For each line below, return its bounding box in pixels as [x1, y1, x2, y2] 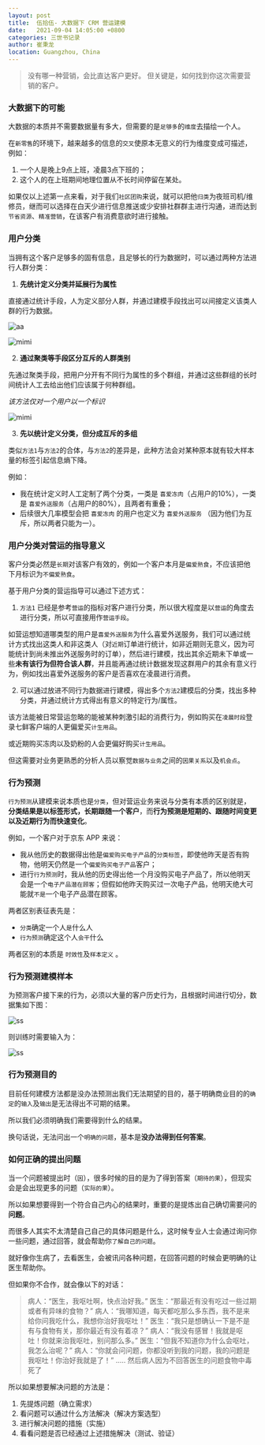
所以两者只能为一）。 [33, 518, 100, 528]
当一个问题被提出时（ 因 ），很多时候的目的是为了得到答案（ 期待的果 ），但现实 [8, 1173, 252, 1183]
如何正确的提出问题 [8, 1153, 81, 1164]
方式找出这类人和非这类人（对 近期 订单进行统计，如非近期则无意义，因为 [14, 639, 248, 648]
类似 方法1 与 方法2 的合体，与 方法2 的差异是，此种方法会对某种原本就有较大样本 [8, 445, 255, 454]
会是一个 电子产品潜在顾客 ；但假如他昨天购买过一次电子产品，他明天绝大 [19, 879, 247, 889]
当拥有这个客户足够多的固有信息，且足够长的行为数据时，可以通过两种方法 [8, 252, 250, 262]
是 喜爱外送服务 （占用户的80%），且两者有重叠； [19, 498, 174, 508]
